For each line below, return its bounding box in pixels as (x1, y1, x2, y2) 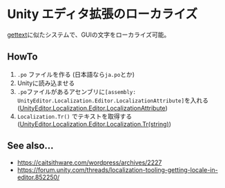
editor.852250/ (17, 173, 60, 181)
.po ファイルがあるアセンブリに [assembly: (17, 87, 137, 95)
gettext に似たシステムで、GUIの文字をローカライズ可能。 (7, 30, 170, 39)
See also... (7, 140, 54, 152)
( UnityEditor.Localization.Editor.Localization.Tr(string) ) (17, 120, 171, 128)
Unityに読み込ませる (17, 79, 75, 87)
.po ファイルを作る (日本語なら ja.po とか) (17, 70, 135, 78)
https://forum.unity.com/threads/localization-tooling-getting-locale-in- (17, 165, 219, 173)
